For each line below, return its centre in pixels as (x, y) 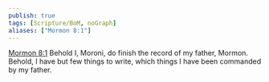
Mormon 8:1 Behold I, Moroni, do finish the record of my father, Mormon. (128, 53)
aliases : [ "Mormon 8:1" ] (50, 30)
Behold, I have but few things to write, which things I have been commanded (135, 61)
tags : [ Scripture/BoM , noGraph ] (62, 23)
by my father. (30, 70)
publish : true (32, 16)
